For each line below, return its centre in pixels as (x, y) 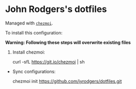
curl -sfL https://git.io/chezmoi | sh (48, 61)
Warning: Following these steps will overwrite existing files (68, 42)
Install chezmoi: (29, 52)
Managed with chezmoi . (29, 23)
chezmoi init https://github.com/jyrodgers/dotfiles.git (67, 81)
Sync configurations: (34, 71)
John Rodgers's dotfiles (56, 9)
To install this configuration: (34, 32)
